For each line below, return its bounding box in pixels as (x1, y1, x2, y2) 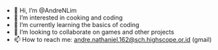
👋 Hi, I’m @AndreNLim (13, 7, 77, 14)
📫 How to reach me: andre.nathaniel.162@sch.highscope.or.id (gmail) (13, 36, 212, 43)
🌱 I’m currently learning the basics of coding (13, 21, 140, 28)
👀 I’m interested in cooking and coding (13, 14, 123, 22)
